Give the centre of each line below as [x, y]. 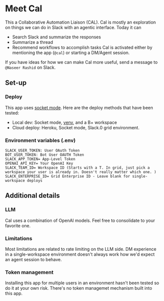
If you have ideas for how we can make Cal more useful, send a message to [82, 62]
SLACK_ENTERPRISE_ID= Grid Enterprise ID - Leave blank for [68, 176]
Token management [29, 272]
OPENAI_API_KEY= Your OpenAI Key [39, 163]
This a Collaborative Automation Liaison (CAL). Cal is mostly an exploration [81, 22]
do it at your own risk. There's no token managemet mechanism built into [79, 288]
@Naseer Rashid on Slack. [30, 67]
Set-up [16, 83]
